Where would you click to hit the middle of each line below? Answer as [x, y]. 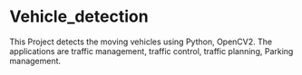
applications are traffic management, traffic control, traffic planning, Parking [151, 51]
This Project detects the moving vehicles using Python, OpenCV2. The [141, 42]
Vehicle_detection [79, 17]
